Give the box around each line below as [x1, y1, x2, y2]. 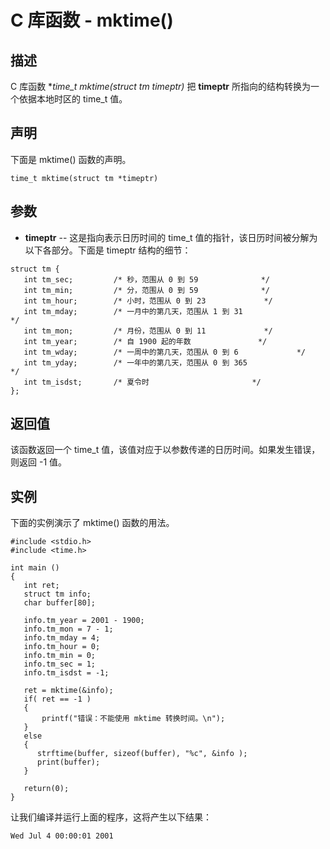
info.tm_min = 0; [23, 651, 97, 661]
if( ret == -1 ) [23, 694, 92, 705]
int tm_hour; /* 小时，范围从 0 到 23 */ [23, 296, 273, 306]
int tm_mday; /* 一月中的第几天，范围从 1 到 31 [23, 306, 243, 316]
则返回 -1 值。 [10, 456, 68, 468]
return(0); [23, 784, 70, 794]
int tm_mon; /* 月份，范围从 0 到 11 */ [23, 326, 273, 336]
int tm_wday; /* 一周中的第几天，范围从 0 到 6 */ [23, 347, 306, 357]
